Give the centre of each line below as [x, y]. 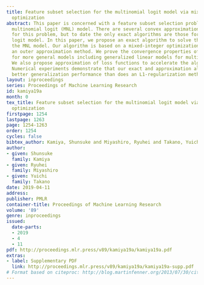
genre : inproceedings [34, 216]
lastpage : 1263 [25, 119]
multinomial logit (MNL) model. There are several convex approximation [106, 29]
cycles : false [24, 137]
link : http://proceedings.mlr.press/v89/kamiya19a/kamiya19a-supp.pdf [103, 267]
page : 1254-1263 [27, 125]
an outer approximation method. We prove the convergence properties [101, 52]
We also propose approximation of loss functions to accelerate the [100, 63]
